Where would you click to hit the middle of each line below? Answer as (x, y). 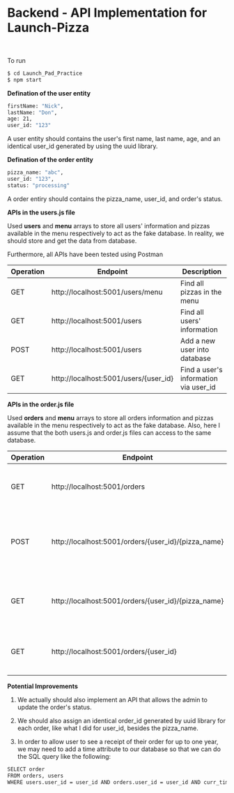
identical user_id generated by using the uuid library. (83, 146)
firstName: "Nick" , (36, 106)
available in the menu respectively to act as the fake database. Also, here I (114, 425)
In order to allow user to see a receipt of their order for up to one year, (118, 741)
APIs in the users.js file (41, 212)
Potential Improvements (43, 686)
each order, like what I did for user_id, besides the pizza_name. (108, 728)
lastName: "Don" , (32, 112)
